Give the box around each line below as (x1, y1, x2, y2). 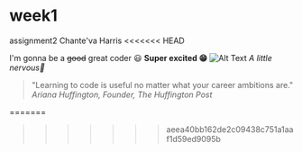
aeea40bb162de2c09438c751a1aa (166, 123, 294, 135)
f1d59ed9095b (166, 133, 221, 144)
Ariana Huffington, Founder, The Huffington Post (31, 89, 213, 100)
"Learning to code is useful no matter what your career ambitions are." (31, 79, 294, 90)
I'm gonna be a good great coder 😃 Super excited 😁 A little (9, 52, 273, 63)
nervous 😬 (9, 62, 45, 73)
